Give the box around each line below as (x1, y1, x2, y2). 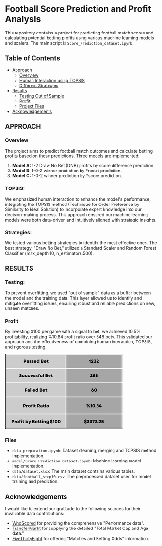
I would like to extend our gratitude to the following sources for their (5, 506, 141, 512)
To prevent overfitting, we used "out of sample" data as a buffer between (5, 290, 151, 296)
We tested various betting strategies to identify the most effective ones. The (5, 240, 157, 246)
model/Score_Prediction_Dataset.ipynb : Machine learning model (12, 458, 142, 464)
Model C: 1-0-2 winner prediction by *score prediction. (12, 173, 122, 179)
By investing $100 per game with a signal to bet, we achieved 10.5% (5, 329, 141, 335)
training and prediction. (12, 478, 59, 484)
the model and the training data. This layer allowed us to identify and (5, 295, 142, 301)
